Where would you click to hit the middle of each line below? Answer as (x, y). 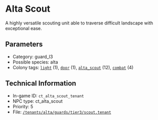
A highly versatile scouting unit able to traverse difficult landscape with (79, 23)
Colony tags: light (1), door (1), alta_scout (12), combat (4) (73, 67)
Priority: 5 (23, 106)
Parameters (24, 44)
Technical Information (41, 84)
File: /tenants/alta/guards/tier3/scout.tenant (62, 112)
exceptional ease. (24, 28)
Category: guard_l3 (33, 56)
